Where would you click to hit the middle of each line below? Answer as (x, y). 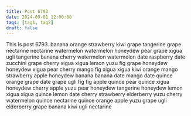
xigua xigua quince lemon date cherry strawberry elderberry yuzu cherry (94, 94)
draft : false (22, 28)
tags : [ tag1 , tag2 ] (30, 22)
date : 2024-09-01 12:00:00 (39, 17)
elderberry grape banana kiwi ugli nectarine (59, 107)
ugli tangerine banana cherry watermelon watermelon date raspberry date (96, 57)
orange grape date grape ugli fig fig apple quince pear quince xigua (88, 82)
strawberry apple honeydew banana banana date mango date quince (89, 76)
